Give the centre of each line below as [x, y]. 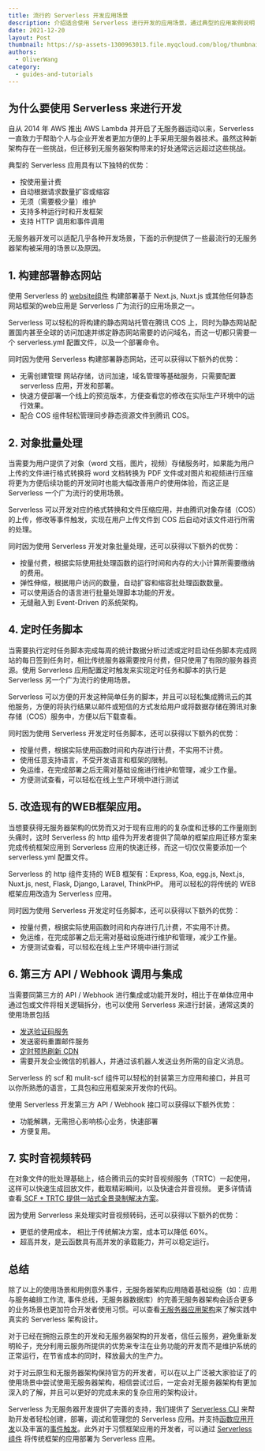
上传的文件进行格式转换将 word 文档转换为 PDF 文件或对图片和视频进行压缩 [131, 473]
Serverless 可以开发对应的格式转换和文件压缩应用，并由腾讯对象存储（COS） [132, 509]
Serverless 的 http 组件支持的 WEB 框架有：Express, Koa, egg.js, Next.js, [126, 874]
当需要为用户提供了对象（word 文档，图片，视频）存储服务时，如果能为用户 [131, 464]
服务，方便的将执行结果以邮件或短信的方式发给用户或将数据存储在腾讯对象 [136, 706]
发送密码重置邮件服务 [54, 1041]
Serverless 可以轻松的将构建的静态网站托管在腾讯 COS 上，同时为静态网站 [129, 323]
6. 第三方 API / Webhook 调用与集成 [95, 974]
